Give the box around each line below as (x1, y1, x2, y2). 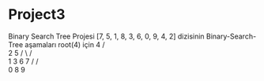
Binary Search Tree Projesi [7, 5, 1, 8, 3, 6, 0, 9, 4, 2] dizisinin (8, 31, 205, 41)
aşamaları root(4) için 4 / (25, 39, 105, 49)
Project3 (8, 6, 66, 24)
